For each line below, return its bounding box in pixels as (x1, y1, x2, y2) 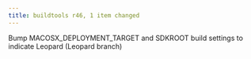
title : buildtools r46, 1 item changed (8, 11, 140, 20)
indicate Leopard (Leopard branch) (8, 41, 123, 51)
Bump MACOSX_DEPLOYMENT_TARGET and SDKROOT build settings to (8, 33, 244, 42)
